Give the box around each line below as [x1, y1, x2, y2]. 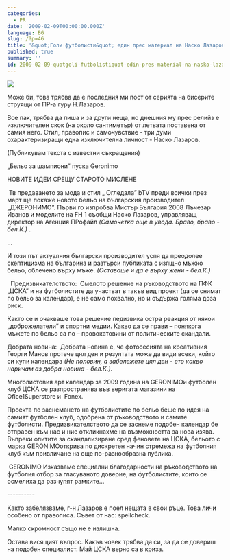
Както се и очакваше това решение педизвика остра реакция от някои [7, 314, 216, 323]
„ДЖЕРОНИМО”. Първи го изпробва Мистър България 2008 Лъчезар [7, 203, 211, 211]
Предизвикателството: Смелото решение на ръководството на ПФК [10, 279, 212, 288]
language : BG [7, 29, 44, 36]
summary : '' [7, 55, 41, 62]
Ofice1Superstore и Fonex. [7, 392, 84, 400]
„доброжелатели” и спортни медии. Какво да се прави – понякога [7, 322, 201, 330]
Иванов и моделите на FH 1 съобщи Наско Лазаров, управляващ [7, 210, 197, 218]
